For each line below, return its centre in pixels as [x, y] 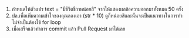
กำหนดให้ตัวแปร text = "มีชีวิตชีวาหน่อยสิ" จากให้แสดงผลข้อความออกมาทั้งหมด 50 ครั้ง [97, 9]
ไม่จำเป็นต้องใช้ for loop [36, 22]
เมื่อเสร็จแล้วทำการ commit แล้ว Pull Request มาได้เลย [68, 29]
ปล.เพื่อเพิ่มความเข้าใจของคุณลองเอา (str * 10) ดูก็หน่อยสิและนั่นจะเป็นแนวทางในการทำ [97, 15]
